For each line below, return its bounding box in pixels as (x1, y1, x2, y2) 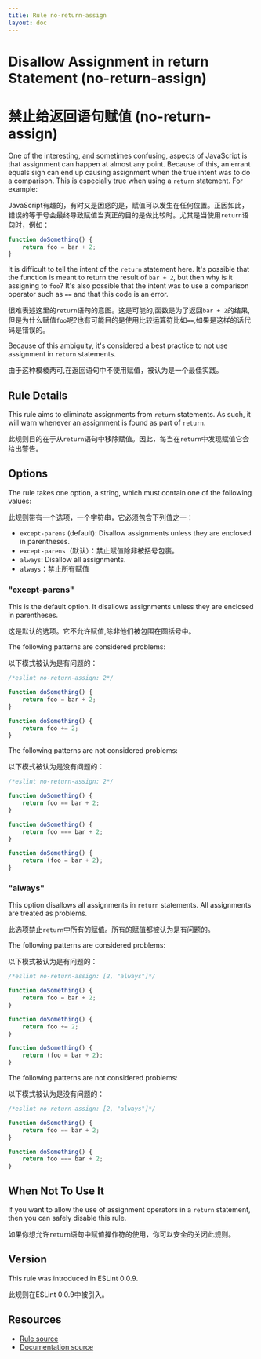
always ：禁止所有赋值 (19, 564, 89, 573)
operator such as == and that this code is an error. (8, 290, 169, 299)
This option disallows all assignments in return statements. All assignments (8, 901, 252, 910)
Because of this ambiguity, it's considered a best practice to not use (8, 341, 228, 350)
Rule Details (8, 389, 68, 402)
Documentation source (19, 1342, 94, 1351)
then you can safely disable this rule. (8, 1214, 127, 1223)
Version (8, 1253, 47, 1266)
